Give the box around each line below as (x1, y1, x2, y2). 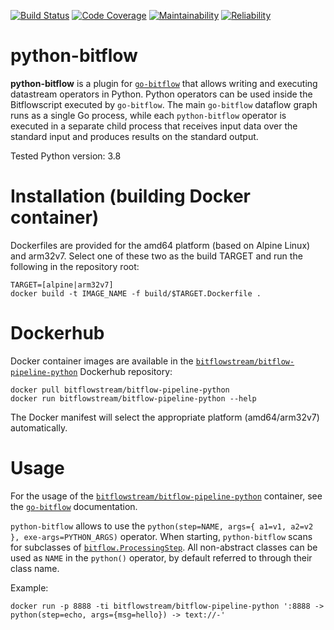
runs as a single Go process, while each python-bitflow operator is (10, 109, 287, 121)
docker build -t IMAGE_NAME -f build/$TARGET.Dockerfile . (10, 288, 262, 299)
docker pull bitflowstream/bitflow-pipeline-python (10, 385, 230, 395)
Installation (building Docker (10, 185, 252, 208)
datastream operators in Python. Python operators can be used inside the (10, 88, 313, 100)
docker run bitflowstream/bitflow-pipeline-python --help (10, 393, 257, 404)
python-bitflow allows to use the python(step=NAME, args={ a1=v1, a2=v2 (10, 520, 314, 532)
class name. (10, 562, 60, 574)
